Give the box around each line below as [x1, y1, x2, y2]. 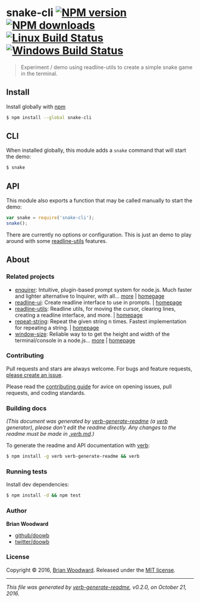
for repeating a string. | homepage [14, 324, 99, 331]
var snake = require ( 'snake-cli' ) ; [6, 215, 95, 221]
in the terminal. [20, 70, 58, 77]
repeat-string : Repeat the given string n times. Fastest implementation [14, 317, 187, 325]
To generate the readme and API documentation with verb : [6, 442, 150, 449]
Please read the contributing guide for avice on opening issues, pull [6, 383, 172, 390]
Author [6, 507, 27, 515]
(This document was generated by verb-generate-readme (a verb [6, 417, 168, 425]
